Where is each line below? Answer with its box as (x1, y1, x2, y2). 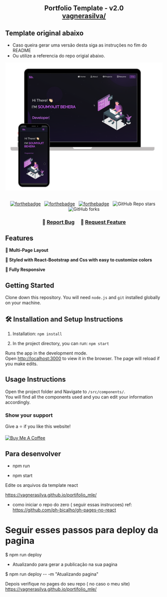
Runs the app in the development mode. (5, 350, 87, 356)
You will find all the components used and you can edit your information (5, 394, 153, 400)
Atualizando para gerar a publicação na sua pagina (12, 561, 117, 567)
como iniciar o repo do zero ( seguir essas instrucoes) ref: (12, 502, 132, 508)
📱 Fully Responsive (5, 266, 45, 272)
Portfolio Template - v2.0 (44, 4, 124, 13)
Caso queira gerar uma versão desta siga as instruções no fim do (12, 42, 147, 48)
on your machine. (5, 300, 41, 306)
